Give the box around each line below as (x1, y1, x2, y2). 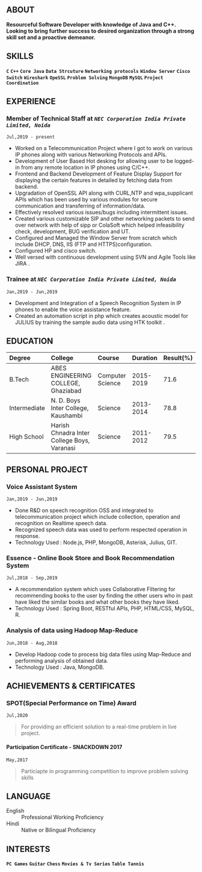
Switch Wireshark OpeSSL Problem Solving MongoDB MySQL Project (6, 75, 164, 81)
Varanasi (50, 444, 76, 452)
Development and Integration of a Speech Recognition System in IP (14, 299, 182, 306)
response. (14, 532, 40, 540)
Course (97, 354, 120, 362)
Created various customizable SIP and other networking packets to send (14, 215, 195, 223)
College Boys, (50, 437, 90, 445)
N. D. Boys (50, 396, 81, 405)
